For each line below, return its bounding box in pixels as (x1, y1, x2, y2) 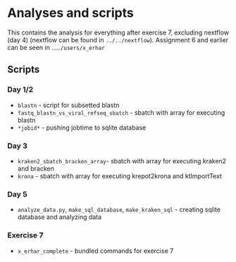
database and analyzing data (17, 213, 102, 221)
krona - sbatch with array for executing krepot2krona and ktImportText (17, 171, 222, 180)
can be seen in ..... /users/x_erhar (7, 43, 105, 51)
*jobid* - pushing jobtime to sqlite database (17, 123, 147, 132)
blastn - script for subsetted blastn (17, 101, 120, 109)
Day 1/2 (7, 85, 34, 94)
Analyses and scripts (7, 5, 134, 21)
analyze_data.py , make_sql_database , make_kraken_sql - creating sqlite (17, 206, 221, 214)
